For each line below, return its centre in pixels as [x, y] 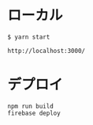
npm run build [31, 106]
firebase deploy [34, 113]
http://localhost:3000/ [46, 51]
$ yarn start [29, 37]
